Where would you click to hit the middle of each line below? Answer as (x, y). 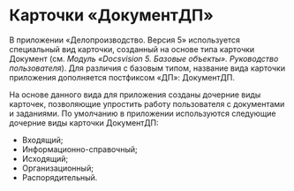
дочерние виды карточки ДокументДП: (84, 122)
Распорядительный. (60, 177)
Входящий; (42, 140)
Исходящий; (45, 158)
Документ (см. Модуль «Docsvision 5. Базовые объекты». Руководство (144, 58)
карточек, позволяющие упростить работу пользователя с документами (147, 103)
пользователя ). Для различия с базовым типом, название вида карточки (147, 68)
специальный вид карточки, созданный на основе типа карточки (132, 49)
